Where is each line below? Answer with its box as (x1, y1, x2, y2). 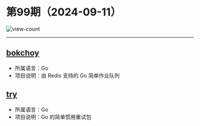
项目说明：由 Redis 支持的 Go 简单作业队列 (14, 72, 120, 79)
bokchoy (6, 48, 40, 58)
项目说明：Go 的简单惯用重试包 (14, 113, 92, 120)
